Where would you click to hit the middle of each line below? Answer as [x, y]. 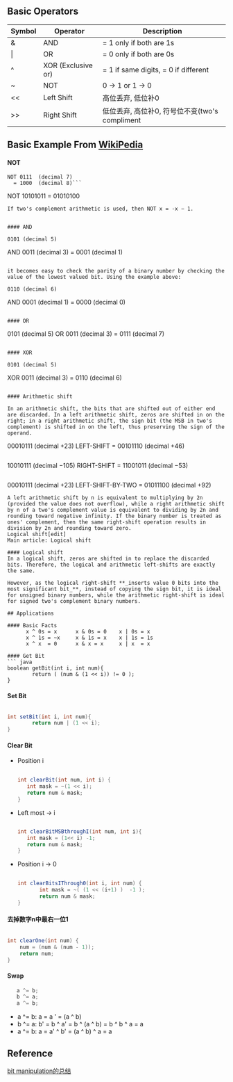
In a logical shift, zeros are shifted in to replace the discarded [108, 559]
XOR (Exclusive [68, 65]
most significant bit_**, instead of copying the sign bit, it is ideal [114, 589]
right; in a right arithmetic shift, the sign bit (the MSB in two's [110, 421]
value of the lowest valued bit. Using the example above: [94, 277]
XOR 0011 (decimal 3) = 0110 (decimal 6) [65, 378]
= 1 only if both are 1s [138, 42]
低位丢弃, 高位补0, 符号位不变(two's [160, 111]
